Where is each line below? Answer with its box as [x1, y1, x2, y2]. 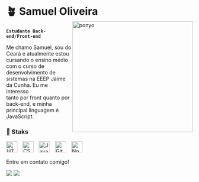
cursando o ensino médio [6, 56, 68, 63]
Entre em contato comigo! [6, 158, 69, 165]
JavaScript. [6, 113, 34, 120]
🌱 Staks [6, 128, 28, 136]
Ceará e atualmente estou [6, 50, 69, 57]
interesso [6, 87, 29, 95]
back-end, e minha [6, 100, 52, 107]
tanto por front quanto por [6, 94, 70, 101]
